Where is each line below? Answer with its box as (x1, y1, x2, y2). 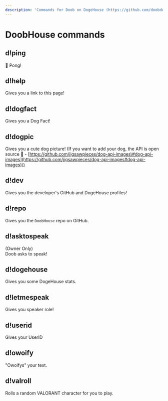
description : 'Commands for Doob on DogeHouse (5, 7, 104, 13)
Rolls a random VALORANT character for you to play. (5, 390, 113, 396)
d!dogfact (5, 104, 36, 113)
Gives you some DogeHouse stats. (5, 279, 76, 285)
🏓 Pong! (5, 62, 21, 68)
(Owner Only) (5, 245, 33, 251)
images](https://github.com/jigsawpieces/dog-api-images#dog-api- (5, 157, 146, 163)
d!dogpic (5, 132, 34, 141)
